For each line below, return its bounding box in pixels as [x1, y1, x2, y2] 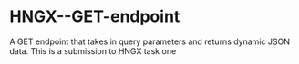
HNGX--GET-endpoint [9, 6, 180, 27]
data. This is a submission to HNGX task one [9, 45, 177, 56]
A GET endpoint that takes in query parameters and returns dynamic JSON [9, 36, 290, 47]
